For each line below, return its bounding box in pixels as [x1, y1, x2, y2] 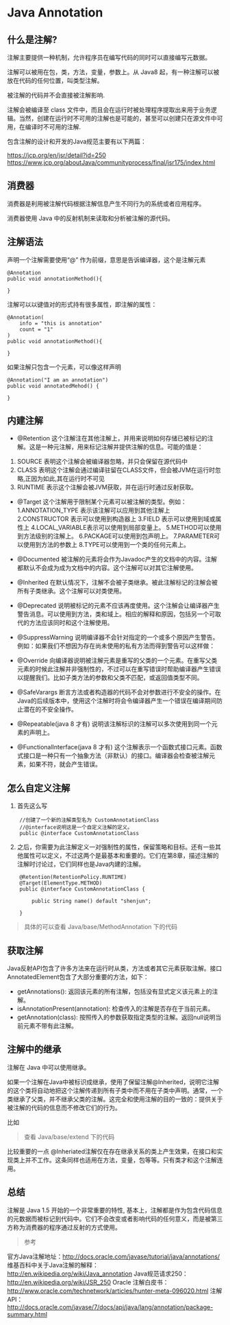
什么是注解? [7, 34, 57, 45]
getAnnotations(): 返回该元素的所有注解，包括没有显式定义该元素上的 [16, 987, 212, 996]
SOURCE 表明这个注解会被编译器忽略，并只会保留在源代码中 [16, 458, 188, 466]
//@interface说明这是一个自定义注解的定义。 [19, 824, 133, 831]
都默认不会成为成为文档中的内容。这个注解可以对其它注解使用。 [16, 564, 197, 572]
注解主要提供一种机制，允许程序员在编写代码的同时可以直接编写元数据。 [7, 54, 211, 61]
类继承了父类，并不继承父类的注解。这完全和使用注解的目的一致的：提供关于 [7, 1094, 223, 1103]
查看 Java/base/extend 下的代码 [23, 1132, 115, 1140]
